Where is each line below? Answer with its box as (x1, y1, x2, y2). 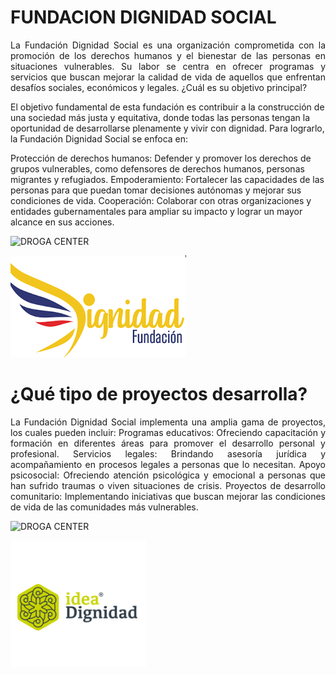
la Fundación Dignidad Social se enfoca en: (10, 132, 189, 145)
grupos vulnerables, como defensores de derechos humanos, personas (10, 162, 305, 175)
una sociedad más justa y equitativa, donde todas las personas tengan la (10, 111, 311, 123)
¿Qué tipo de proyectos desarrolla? (10, 383, 308, 406)
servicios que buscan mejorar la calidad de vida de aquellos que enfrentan (10, 71, 326, 83)
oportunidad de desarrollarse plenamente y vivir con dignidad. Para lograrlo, (10, 122, 325, 134)
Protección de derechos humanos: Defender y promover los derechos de (10, 152, 312, 164)
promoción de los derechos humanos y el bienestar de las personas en (10, 49, 326, 61)
